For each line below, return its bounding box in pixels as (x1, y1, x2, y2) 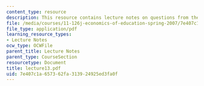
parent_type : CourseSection (6, 54, 78, 60)
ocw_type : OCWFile (6, 43, 53, 49)
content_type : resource (6, 8, 67, 15)
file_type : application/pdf (6, 25, 78, 32)
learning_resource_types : (6, 31, 72, 38)
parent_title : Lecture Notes (6, 48, 80, 55)
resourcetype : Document (6, 59, 67, 65)
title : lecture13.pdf (6, 65, 61, 71)
